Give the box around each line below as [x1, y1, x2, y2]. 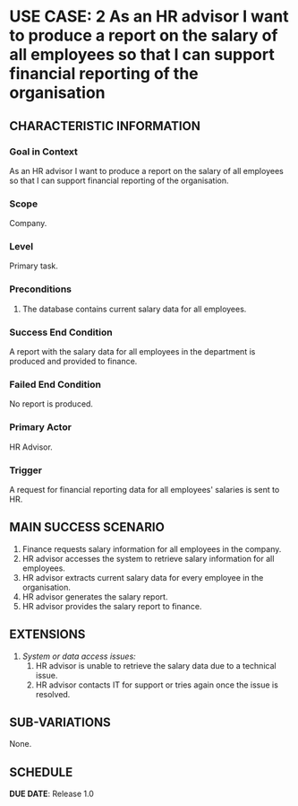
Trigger [9, 464, 43, 477]
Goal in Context [9, 145, 79, 158]
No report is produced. [9, 399, 94, 409]
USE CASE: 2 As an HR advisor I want [9, 6, 289, 27]
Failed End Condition [9, 378, 101, 390]
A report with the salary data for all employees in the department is [9, 346, 256, 357]
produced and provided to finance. [9, 356, 138, 367]
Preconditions [9, 283, 72, 295]
